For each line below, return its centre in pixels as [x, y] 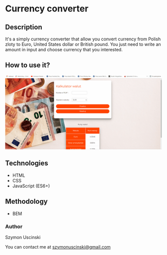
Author [14, 226]
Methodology [27, 201]
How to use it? [28, 65]
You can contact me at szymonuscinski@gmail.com [58, 247]
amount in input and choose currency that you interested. [64, 50]
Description [24, 27]
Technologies [27, 163]
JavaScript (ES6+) [31, 186]
